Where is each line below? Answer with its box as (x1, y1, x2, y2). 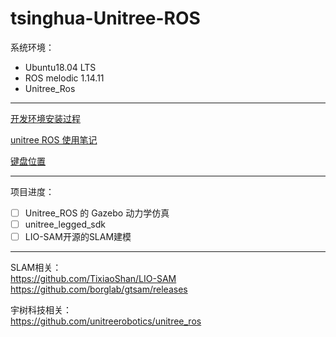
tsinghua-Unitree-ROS (10, 7, 201, 30)
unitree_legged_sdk (24, 218, 107, 230)
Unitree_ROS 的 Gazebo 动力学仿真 (24, 207, 170, 219)
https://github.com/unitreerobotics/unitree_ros (10, 315, 202, 327)
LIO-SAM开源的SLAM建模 (24, 231, 132, 243)
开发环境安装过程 (10, 112, 81, 124)
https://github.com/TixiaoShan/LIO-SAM (10, 273, 177, 285)
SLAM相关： (10, 262, 62, 274)
